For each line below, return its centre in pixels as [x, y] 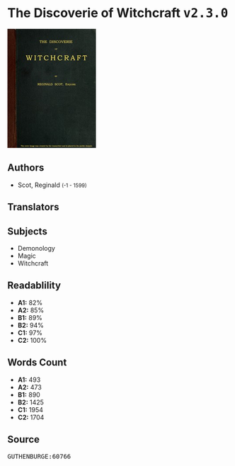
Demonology [36, 248]
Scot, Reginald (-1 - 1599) [52, 185]
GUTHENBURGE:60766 [39, 457]
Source [24, 439]
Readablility [34, 286]
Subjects [27, 231]
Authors [26, 168]
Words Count [37, 363]
